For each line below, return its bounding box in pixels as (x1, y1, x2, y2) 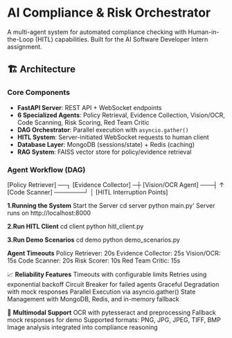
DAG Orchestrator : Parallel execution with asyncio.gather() (17, 125, 189, 134)
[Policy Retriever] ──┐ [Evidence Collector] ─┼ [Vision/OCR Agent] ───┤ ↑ (7, 180, 225, 188)
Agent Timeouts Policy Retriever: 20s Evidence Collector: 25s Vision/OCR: (7, 249, 221, 257)
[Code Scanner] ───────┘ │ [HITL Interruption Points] (7, 188, 168, 196)
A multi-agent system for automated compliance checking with (7, 28, 187, 36)
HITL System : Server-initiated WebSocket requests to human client (17, 133, 209, 141)
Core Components (7, 88, 71, 98)
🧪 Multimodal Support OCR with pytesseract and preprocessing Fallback (7, 308, 216, 317)
